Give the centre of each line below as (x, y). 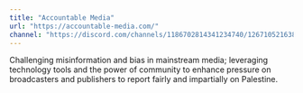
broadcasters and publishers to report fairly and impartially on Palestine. (143, 79)
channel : (26, 34)
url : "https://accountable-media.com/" (84, 26)
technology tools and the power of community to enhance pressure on (140, 70)
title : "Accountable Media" (62, 18)
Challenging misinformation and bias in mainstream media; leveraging (139, 60)
